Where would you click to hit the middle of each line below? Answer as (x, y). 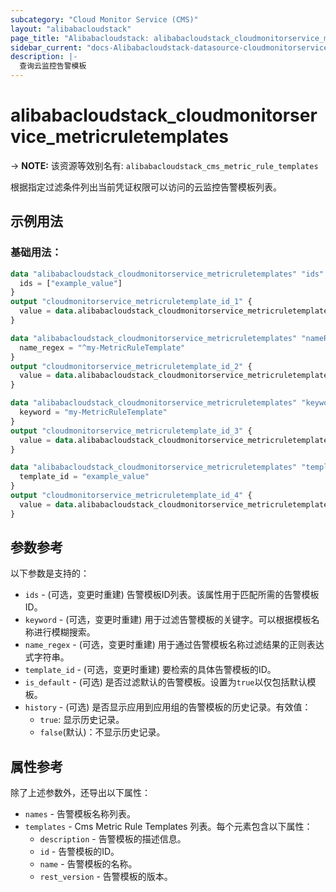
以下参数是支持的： (50, 573)
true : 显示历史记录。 (82, 720)
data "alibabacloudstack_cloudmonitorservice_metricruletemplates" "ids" (167, 274)
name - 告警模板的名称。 (88, 864)
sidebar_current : (46, 47)
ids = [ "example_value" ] (71, 283)
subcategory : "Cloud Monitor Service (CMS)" (104, 19)
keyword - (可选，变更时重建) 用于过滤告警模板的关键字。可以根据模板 (168, 620)
